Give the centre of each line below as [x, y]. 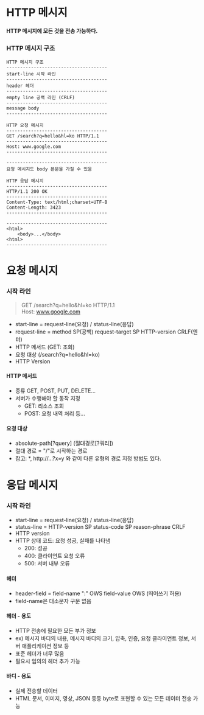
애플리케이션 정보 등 [45, 646]
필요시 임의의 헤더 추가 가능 [48, 661]
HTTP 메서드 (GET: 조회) [45, 347]
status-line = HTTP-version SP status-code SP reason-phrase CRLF [100, 527]
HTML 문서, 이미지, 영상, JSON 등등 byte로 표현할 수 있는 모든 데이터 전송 [103, 699]
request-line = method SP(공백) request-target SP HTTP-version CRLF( [104, 332]
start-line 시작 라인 [31, 74]
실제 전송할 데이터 [36, 691]
